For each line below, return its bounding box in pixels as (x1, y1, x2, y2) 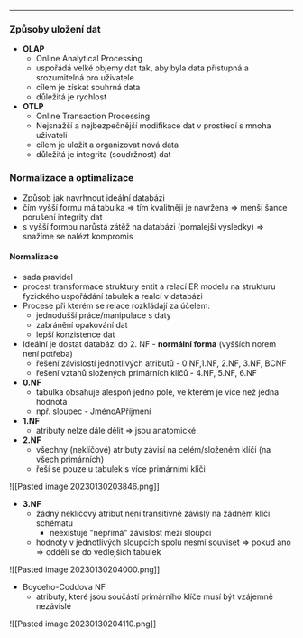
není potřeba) (22, 348, 74, 359)
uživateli (35, 130, 68, 141)
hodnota (35, 396, 68, 407)
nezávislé (35, 600, 72, 611)
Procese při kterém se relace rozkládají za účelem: (22, 300, 210, 311)
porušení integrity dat (22, 211, 103, 222)
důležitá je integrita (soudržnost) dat (35, 149, 171, 160)
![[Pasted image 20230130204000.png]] (9, 564, 161, 575)
